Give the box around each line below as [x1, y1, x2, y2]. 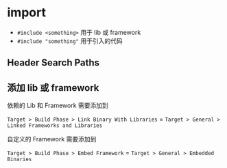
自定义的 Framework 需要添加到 [7, 135, 97, 143]
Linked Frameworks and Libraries [7, 122, 103, 129]
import [7, 5, 47, 20]
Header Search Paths [7, 57, 100, 69]
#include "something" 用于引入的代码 [16, 36, 123, 45]
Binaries [7, 156, 32, 163]
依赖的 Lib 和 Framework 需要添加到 [7, 101, 108, 110]
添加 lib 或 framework [7, 82, 99, 94]
